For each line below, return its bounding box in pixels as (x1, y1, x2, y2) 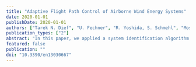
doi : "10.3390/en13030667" (6, 52, 72, 58)
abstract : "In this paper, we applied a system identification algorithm (6, 36, 190, 41)
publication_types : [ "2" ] (6, 30, 69, 36)
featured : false (6, 41, 45, 47)
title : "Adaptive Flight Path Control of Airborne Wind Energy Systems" (6, 8, 187, 15)
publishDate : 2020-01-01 (6, 19, 66, 25)
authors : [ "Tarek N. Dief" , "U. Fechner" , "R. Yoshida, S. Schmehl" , (6, 24, 179, 31)
